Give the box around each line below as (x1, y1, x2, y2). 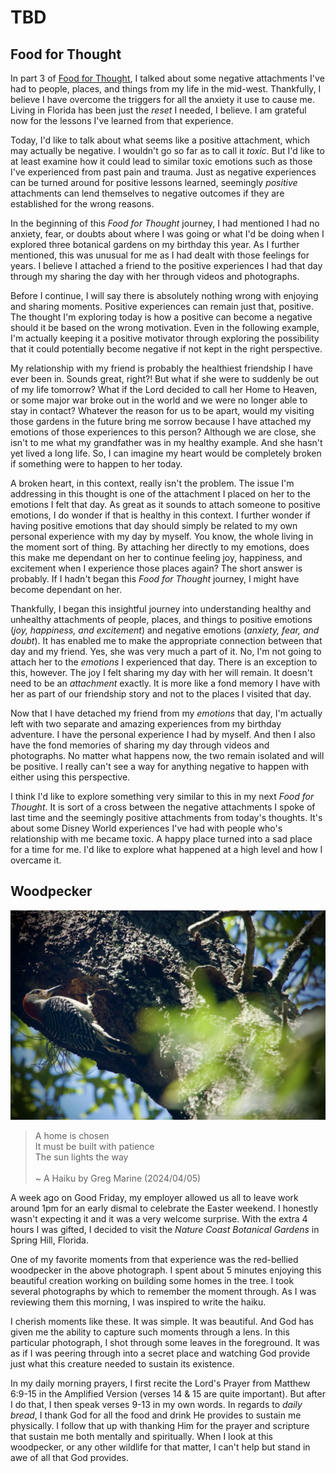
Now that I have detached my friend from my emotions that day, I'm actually (10, 707, 323, 719)
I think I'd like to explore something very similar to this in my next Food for (10, 791, 315, 802)
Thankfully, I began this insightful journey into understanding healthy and (10, 603, 312, 615)
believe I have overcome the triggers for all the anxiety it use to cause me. (10, 94, 315, 105)
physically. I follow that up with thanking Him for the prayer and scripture (10, 1420, 310, 1432)
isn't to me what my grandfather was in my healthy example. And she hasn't (10, 437, 323, 448)
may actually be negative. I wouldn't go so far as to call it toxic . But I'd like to (10, 145, 325, 156)
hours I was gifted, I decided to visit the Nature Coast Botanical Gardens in (10, 1224, 320, 1236)
